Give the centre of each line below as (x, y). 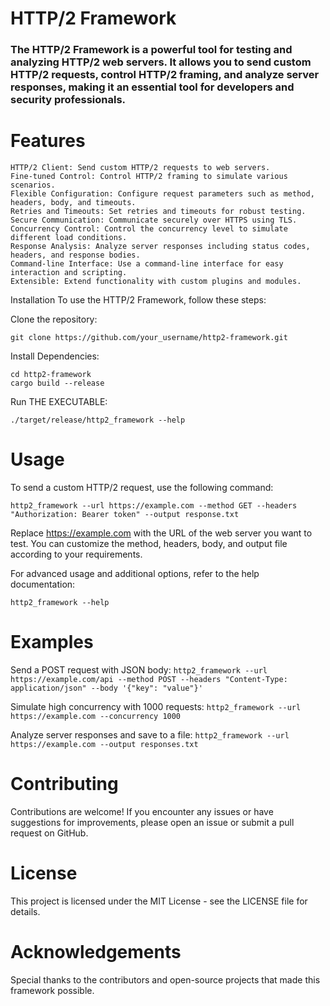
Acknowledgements (96, 951)
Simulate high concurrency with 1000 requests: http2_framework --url (156, 706)
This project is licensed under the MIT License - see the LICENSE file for (159, 901)
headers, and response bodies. (75, 255)
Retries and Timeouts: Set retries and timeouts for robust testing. (158, 212)
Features (48, 141)
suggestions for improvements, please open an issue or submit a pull (152, 822)
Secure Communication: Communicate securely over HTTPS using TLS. (154, 220)
